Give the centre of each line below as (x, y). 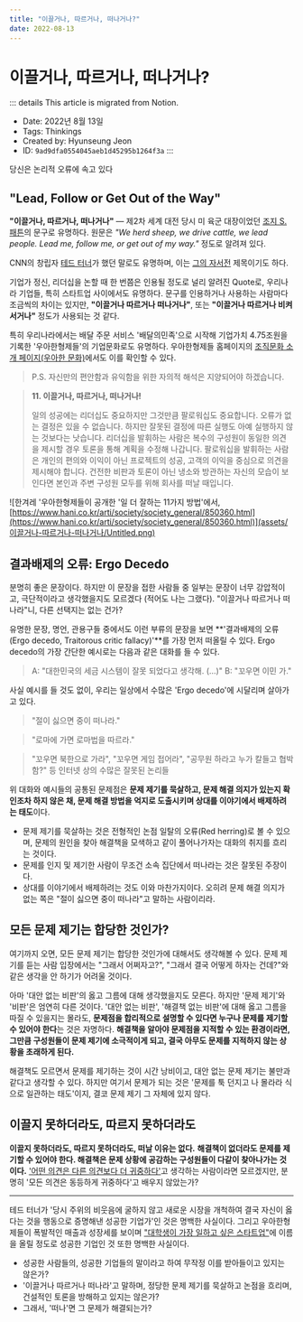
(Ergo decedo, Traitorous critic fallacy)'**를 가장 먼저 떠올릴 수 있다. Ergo (142, 640)
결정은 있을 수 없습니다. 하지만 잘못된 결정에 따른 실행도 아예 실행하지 (162, 427)
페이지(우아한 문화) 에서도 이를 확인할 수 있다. (97, 358)
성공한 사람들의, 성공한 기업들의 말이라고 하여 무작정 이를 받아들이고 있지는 (154, 1262)
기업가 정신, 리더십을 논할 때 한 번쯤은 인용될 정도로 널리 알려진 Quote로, (137, 282)
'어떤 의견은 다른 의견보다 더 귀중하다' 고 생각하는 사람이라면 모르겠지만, (154, 1170)
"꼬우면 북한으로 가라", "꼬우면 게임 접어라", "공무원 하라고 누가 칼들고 (154, 759)
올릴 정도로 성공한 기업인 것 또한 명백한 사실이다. (104, 1243)
